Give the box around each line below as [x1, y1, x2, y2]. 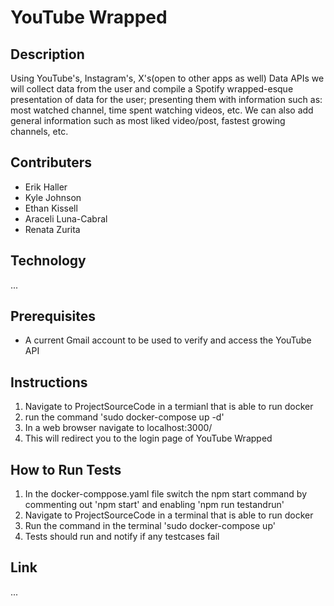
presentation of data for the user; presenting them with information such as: [10, 94, 323, 105]
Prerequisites [10, 308, 96, 325]
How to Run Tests [10, 461, 122, 478]
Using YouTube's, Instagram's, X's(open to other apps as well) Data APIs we [10, 72, 325, 84]
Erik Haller [24, 181, 68, 193]
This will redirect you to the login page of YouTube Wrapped [24, 432, 273, 445]
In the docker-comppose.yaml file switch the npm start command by [24, 488, 308, 500]
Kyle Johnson [24, 191, 82, 203]
